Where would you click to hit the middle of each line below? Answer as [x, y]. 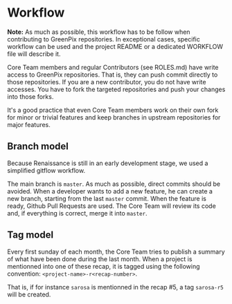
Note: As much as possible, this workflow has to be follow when [99, 32]
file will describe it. [34, 54]
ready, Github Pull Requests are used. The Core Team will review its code [111, 206]
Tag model [30, 235]
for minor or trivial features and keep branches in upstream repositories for [114, 117]
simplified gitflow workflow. [46, 170]
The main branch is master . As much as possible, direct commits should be [114, 184]
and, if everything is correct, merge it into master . [77, 213]
